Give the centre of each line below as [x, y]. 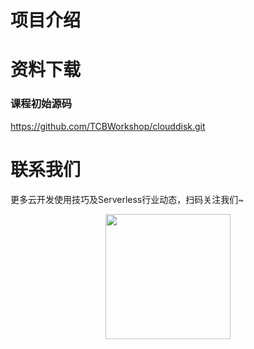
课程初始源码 [41, 104]
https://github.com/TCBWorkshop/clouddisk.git [108, 126]
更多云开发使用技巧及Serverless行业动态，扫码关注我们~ [127, 199]
